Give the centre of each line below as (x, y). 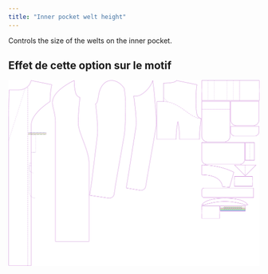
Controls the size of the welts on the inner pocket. (91, 41)
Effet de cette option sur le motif (90, 66)
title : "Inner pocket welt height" (67, 17)
